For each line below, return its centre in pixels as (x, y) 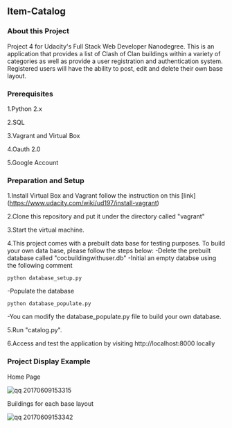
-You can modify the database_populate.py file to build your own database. (114, 317)
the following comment (40, 266)
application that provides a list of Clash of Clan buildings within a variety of (114, 53)
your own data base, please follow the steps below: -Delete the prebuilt (109, 251)
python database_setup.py (44, 278)
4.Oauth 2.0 (24, 149)
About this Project (38, 31)
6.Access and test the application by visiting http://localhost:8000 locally (111, 343)
